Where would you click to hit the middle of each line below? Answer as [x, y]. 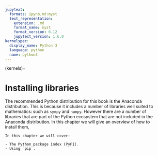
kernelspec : [17, 41]
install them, [17, 127]
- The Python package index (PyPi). [42, 144]
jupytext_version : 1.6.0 [39, 37]
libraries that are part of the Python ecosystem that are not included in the [79, 117]
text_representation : [31, 18]
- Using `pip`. [20, 149]
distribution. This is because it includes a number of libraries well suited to [79, 107]
